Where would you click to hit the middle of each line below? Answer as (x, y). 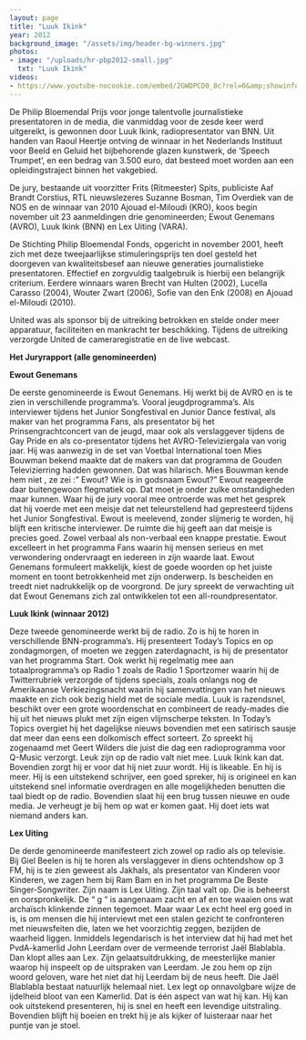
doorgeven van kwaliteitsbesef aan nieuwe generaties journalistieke (137, 263)
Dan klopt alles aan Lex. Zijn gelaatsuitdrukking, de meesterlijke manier (143, 957)
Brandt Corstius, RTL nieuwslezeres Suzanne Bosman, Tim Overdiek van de (152, 197)
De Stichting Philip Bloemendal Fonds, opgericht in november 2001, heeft (147, 244)
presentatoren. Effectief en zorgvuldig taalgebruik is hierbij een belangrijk (147, 273)
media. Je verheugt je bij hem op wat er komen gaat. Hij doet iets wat (140, 806)
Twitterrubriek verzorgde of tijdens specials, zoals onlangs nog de (133, 680)
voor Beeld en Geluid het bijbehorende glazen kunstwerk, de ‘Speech (140, 151)
